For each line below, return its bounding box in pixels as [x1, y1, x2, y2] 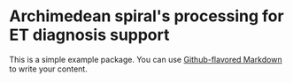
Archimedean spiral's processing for [9, 6, 285, 26]
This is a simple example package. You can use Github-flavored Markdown [9, 54, 282, 64]
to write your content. [9, 64, 89, 74]
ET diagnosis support [9, 25, 170, 45]
